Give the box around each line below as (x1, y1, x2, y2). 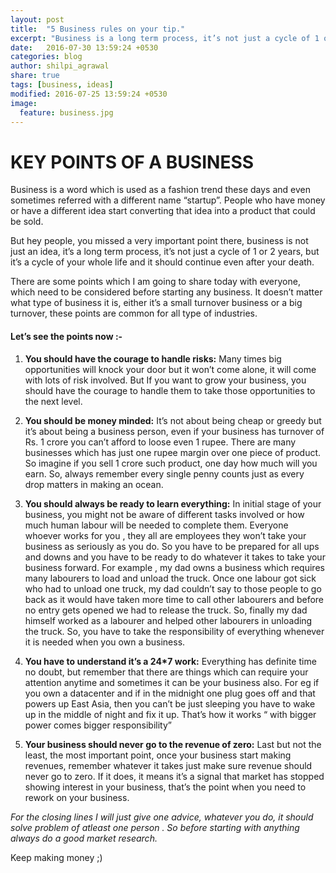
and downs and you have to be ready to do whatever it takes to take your (24, 551, 326, 563)
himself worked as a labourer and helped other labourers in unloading (24, 614, 313, 626)
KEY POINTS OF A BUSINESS (10, 151, 255, 173)
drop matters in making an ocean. (24, 478, 164, 490)
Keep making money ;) (10, 851, 103, 863)
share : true (10, 71, 60, 81)
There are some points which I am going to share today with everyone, (10, 276, 301, 288)
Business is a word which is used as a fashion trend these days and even (10, 184, 311, 196)
